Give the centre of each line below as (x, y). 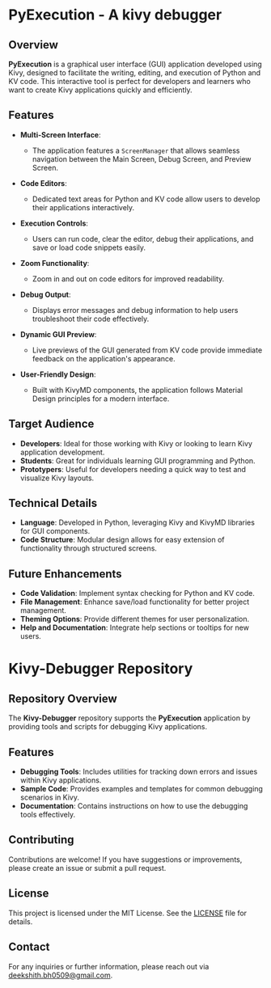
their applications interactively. (83, 207)
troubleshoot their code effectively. (91, 319)
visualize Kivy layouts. (57, 478)
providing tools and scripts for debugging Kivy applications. (108, 727)
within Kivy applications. (61, 780)
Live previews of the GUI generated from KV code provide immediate (147, 350)
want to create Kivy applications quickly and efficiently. (100, 90)
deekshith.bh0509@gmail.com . (61, 975)
